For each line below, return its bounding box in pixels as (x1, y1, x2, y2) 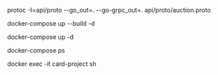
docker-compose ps (7, 47, 65, 54)
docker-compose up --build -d (7, 19, 95, 27)
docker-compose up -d (7, 33, 74, 41)
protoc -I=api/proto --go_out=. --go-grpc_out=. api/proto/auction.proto (7, 6, 211, 14)
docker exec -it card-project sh (7, 60, 97, 68)
